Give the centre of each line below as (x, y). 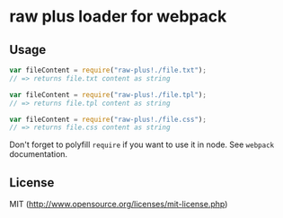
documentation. (39, 154)
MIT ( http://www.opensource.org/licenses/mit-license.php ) (119, 205)
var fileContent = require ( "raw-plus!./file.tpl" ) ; (108, 95)
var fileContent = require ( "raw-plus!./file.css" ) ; (108, 119)
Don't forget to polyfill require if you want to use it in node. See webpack (142, 144)
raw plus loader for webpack (118, 17)
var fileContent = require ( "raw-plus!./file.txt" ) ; (108, 70)
